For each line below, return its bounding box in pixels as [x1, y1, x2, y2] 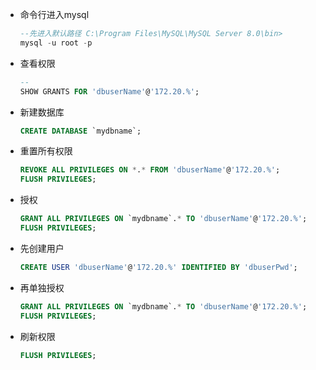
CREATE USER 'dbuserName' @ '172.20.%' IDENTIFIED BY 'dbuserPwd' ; [19, 262, 298, 272]
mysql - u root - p [19, 38, 93, 48]
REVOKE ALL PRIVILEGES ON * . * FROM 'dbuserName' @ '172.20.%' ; [19, 165, 281, 175]
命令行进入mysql [19, 9, 90, 20]
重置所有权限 [19, 145, 73, 157]
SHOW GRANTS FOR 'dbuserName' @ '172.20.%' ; [19, 86, 200, 97]
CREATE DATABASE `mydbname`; [19, 126, 142, 136]
